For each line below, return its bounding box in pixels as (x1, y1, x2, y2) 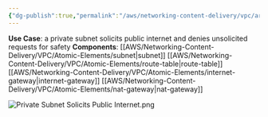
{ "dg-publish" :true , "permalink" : (8, 11, 120, 20)
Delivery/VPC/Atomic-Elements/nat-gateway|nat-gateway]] (8, 84, 203, 94)
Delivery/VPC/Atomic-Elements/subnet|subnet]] (8, 50, 166, 60)
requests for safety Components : (8, 41, 119, 52)
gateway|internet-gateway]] (8, 76, 100, 85)
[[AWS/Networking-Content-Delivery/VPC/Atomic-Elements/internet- (8, 67, 236, 76)
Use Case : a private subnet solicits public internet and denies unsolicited (8, 33, 248, 43)
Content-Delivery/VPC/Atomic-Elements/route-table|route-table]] (8, 59, 223, 68)
